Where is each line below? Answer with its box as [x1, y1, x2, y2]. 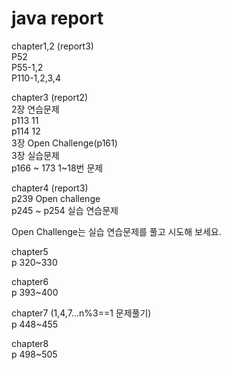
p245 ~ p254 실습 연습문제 [11, 204, 119, 216]
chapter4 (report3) [11, 182, 89, 194]
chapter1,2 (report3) [11, 40, 94, 52]
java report [11, 7, 104, 30]
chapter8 [11, 337, 49, 349]
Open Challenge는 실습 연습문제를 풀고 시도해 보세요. [11, 225, 222, 237]
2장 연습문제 [11, 103, 60, 115]
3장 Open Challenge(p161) [11, 137, 118, 149]
